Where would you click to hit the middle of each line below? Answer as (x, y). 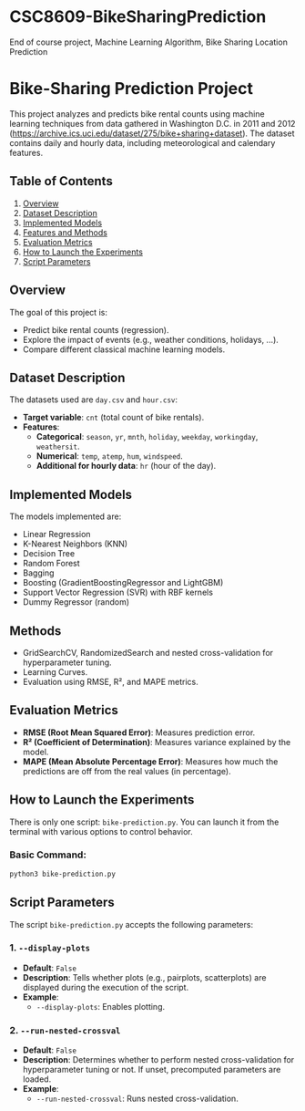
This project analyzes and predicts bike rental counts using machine (137, 114)
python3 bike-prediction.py (63, 874)
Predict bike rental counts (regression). (96, 329)
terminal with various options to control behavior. (101, 831)
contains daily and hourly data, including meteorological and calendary (142, 142)
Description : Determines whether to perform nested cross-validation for (158, 1060)
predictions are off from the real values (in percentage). (127, 771)
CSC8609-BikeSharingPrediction (138, 17)
